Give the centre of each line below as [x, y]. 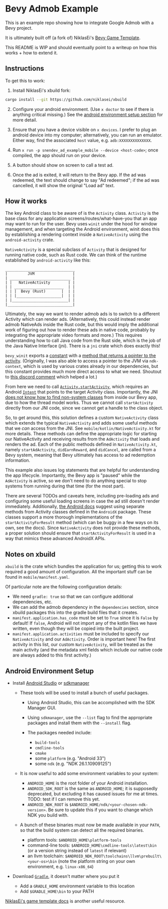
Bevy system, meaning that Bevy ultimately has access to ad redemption [80, 455]
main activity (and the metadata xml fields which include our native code [88, 650]
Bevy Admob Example [52, 9]
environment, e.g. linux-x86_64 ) [60, 867]
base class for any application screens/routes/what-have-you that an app [81, 218]
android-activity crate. [30, 240]
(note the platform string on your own [97, 861]
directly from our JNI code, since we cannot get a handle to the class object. [84, 408]
